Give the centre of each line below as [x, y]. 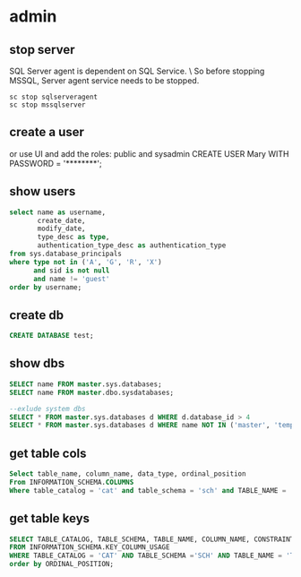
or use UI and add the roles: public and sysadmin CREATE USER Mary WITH [149, 153]
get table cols [48, 453]
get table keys [50, 518]
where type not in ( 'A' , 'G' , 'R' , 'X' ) [86, 262]
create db [37, 315]
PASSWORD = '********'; [56, 163]
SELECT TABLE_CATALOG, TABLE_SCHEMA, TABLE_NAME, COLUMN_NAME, [130, 539]
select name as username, [57, 212]
